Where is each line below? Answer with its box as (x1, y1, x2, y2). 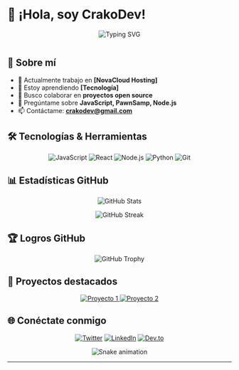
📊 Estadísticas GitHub (7, 174, 109, 186)
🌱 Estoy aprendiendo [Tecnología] (17, 83, 119, 92)
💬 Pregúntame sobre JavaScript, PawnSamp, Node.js (17, 98, 177, 107)
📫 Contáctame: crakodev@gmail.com (17, 106, 133, 115)
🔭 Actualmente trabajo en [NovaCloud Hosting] (17, 75, 158, 84)
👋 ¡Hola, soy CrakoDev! (7, 6, 146, 23)
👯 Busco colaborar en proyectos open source (17, 90, 153, 99)
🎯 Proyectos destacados (7, 275, 118, 287)
